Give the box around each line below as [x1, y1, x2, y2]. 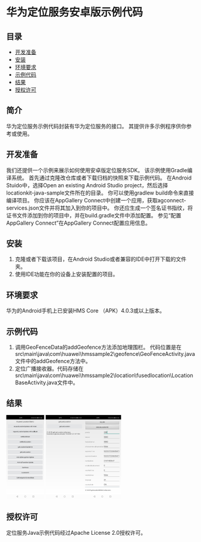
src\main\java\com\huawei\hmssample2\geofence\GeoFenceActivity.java [14, 350, 196, 358]
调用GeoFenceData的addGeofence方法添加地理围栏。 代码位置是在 [14, 344, 182, 351]
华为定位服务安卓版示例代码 [6, 5, 143, 19]
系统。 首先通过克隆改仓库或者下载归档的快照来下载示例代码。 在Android [11, 174, 192, 181]
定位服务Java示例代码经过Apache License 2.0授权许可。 [6, 529, 146, 536]
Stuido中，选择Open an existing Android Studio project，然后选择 [6, 181, 169, 188]
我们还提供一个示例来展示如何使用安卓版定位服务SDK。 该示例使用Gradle [6, 166, 188, 173]
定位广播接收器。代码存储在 [14, 365, 84, 372]
